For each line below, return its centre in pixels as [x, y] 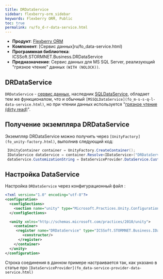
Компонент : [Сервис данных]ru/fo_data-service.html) [67, 46]
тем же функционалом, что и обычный [45, 99]
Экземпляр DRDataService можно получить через [57, 136]
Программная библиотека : [41, 52]
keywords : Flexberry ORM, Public [39, 18]
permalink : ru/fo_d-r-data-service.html [47, 28]
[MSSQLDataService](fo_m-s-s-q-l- [121, 99]
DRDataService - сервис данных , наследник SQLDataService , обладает [77, 94]
